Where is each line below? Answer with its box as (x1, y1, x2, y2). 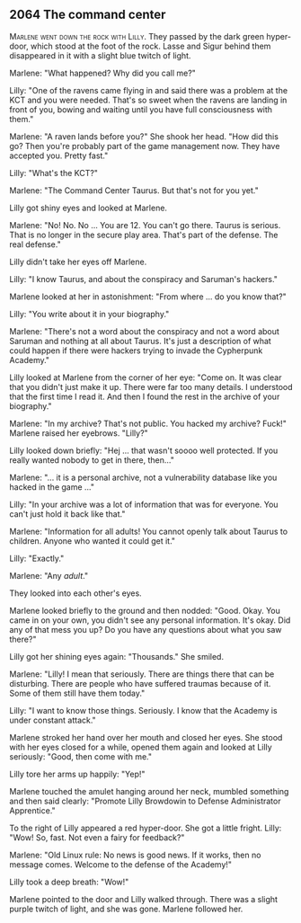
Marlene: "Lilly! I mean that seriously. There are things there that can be (9, 669, 275, 679)
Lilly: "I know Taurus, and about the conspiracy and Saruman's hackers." (9, 273, 279, 284)
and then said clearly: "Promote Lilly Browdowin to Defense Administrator (9, 795, 281, 806)
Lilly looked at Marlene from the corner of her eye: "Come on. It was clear (9, 372, 282, 383)
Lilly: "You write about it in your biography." (9, 308, 170, 319)
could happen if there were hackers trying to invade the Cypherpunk (9, 345, 263, 356)
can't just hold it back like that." (9, 508, 126, 519)
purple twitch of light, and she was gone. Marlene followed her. (9, 903, 243, 914)
